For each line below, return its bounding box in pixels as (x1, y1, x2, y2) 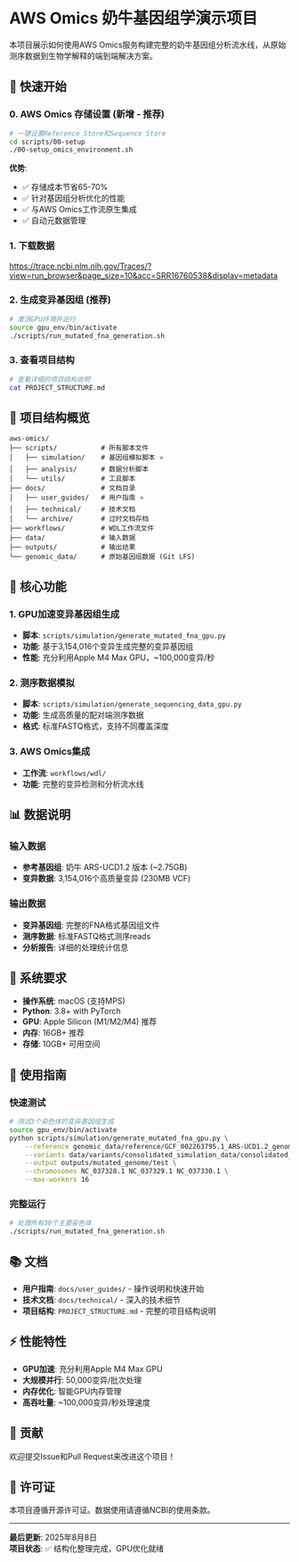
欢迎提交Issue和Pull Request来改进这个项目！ (9, 1450, 176, 1461)
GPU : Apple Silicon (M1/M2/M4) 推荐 (21, 1016, 158, 1027)
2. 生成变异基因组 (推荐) (9, 293, 111, 306)
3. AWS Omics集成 (9, 746, 91, 758)
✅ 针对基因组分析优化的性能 (21, 193, 125, 203)
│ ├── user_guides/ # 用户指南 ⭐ (9, 493, 145, 502)
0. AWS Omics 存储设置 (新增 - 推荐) (9, 108, 166, 120)
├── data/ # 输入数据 (9, 533, 136, 542)
